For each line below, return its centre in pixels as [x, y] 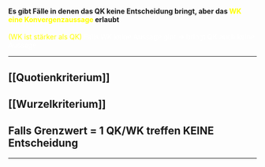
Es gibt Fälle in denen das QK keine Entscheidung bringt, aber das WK [125, 11]
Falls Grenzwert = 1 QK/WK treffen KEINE [111, 131]
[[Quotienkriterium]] [59, 78]
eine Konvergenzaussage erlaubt [64, 19]
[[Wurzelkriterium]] [57, 104]
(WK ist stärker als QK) [45, 37]
